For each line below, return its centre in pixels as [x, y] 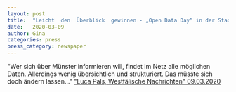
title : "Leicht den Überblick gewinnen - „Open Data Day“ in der [111, 20]
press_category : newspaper [47, 46]
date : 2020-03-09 [36, 27]
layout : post [26, 14]
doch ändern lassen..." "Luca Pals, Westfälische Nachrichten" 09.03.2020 [114, 81]
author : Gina [26, 33]
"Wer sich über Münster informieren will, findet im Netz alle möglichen [109, 66]
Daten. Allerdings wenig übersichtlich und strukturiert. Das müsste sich [110, 74]
